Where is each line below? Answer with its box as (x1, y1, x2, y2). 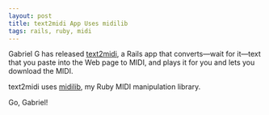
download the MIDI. (8, 66, 74, 76)
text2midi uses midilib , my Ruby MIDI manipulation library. (8, 82, 201, 92)
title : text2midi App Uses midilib (8, 19, 128, 28)
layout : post (8, 11, 53, 20)
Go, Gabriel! (8, 98, 48, 108)
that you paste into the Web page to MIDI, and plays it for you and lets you (8, 57, 255, 67)
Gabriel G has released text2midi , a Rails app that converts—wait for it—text (8, 49, 261, 59)
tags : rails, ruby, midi (8, 27, 92, 35)
